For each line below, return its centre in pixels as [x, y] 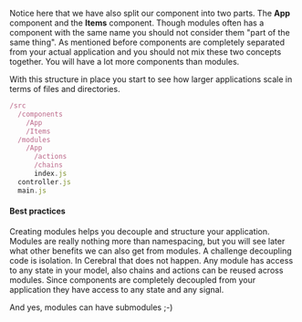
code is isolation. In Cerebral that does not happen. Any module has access [151, 260]
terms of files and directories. [65, 89]
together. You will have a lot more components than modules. [125, 62]
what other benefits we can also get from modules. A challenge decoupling [151, 251]
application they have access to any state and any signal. [117, 289]
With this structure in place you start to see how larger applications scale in [151, 79]
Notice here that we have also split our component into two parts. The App [150, 13]
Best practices [37, 211]
